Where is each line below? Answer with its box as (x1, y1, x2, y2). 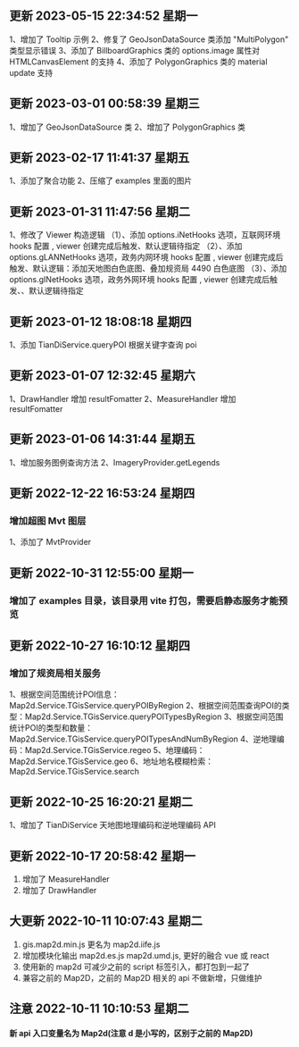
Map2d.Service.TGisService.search (9, 766, 140, 777)
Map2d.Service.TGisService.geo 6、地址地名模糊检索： (9, 756, 214, 766)
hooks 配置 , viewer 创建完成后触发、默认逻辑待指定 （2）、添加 (9, 240, 243, 252)
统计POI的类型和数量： (9, 723, 94, 733)
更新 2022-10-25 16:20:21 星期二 (9, 794, 194, 809)
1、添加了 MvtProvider (9, 537, 92, 548)
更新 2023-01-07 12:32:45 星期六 (9, 368, 196, 383)
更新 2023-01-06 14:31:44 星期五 (9, 431, 196, 447)
